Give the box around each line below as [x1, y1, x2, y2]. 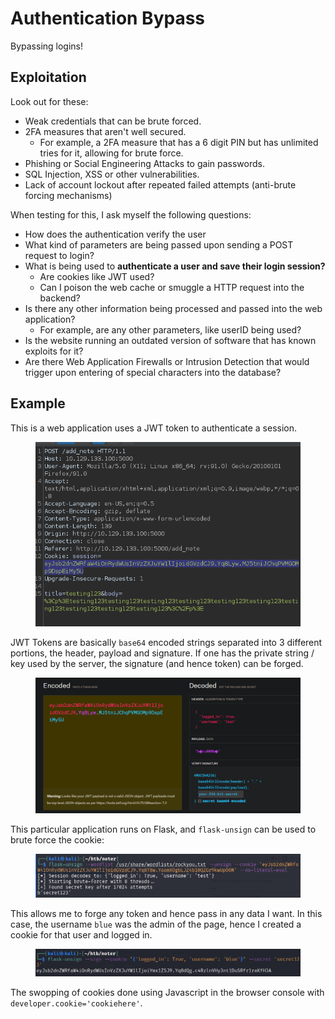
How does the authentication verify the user [24, 228, 207, 240]
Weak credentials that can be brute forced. [24, 115, 202, 127]
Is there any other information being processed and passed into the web [24, 302, 323, 314]
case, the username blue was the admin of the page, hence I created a [10, 918, 302, 930]
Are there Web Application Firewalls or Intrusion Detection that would [24, 355, 310, 367]
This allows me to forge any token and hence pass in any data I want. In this [10, 907, 323, 919]
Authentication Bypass [10, 7, 206, 30]
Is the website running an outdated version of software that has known [24, 334, 317, 346]
